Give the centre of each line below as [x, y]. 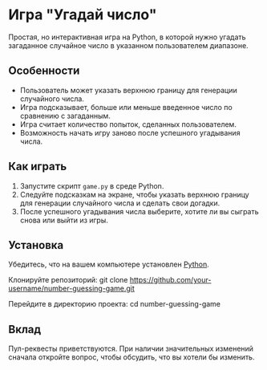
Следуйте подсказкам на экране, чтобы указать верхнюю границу [135, 194]
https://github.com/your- [170, 280]
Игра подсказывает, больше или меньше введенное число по [126, 107]
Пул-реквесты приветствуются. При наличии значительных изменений [131, 349]
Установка [36, 245]
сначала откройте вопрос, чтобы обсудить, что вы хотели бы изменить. [131, 357]
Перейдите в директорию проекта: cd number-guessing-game [115, 304]
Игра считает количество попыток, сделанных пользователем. [128, 124]
